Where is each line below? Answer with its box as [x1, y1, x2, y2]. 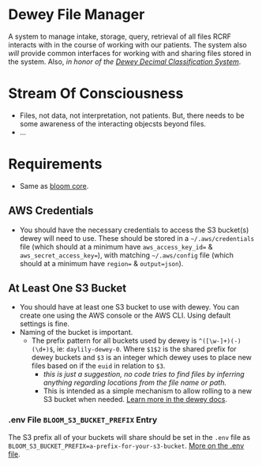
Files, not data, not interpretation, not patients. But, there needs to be [19, 111, 245, 120]
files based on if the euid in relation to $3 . [31, 361, 166, 370]
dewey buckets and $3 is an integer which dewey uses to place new [31, 353, 253, 363]
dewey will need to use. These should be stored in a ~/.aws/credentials [19, 233, 255, 242]
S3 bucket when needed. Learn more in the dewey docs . [43, 395, 227, 404]
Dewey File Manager [8, 6, 145, 24]
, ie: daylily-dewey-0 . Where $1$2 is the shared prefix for [52, 344, 237, 354]
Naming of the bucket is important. [19, 328, 133, 337]
